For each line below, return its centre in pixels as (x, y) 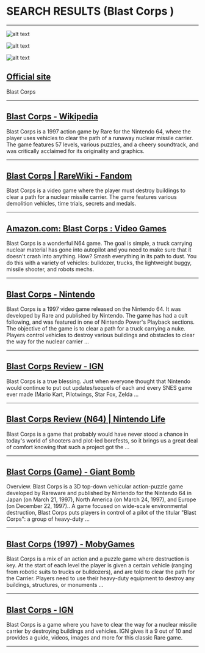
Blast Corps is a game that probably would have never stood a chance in (97, 434)
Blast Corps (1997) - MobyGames (71, 544)
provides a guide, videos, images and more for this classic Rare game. (95, 638)
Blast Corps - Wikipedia (52, 117)
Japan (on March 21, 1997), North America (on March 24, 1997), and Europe (101, 499)
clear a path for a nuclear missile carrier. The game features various (92, 197)
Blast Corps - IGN (40, 610)
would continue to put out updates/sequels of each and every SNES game (99, 387)
